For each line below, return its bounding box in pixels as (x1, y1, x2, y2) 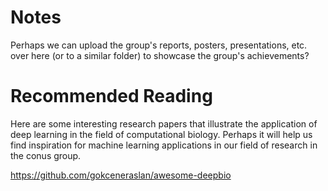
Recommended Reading (10, 85, 213, 108)
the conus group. (10, 149, 82, 161)
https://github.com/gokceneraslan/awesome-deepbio (10, 169, 232, 181)
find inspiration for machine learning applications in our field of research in (10, 139, 318, 151)
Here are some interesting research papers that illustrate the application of (10, 117, 318, 130)
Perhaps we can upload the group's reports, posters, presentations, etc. (10, 39, 308, 51)
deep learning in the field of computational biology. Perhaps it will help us (10, 128, 313, 140)
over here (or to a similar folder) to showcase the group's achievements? (10, 49, 310, 61)
